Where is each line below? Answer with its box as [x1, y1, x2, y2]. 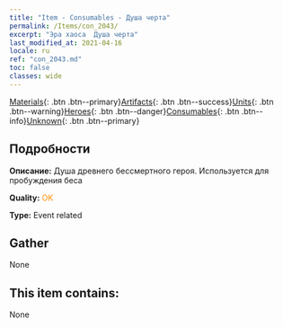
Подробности [9, 141, 91, 157]
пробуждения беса [9, 174, 83, 185]
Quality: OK [9, 192, 54, 203]
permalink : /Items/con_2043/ [9, 22, 119, 31]
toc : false [9, 64, 50, 73]
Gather [9, 235, 49, 251]
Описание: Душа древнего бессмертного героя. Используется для [9, 165, 270, 176]
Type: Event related [9, 209, 83, 220]
